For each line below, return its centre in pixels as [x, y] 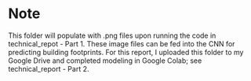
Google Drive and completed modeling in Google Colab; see [105, 61]
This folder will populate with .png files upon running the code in [112, 35]
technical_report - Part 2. [49, 68]
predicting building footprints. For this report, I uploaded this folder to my [126, 52]
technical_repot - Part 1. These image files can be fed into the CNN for [122, 43]
